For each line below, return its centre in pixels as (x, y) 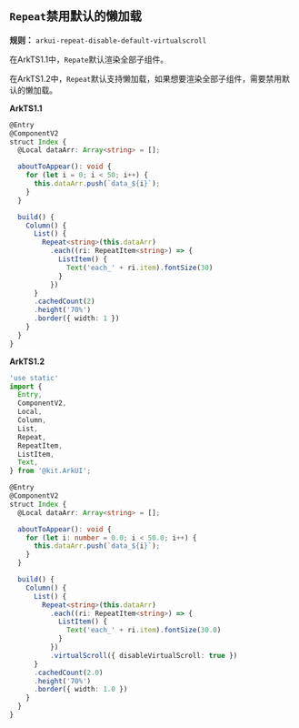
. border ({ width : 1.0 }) (80, 690)
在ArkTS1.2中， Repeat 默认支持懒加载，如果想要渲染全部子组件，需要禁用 (146, 78)
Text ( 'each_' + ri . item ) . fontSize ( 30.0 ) (144, 631)
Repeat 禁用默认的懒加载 (76, 16)
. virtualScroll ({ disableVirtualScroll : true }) (144, 655)
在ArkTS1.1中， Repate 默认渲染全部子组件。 (89, 59)
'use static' (34, 378)
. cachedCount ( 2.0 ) (68, 672)
